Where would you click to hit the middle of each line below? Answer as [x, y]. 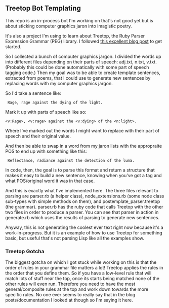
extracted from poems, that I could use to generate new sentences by [78, 78]
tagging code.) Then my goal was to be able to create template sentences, [83, 73]
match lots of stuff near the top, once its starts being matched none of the [82, 279]
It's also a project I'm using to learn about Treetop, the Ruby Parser [75, 36]
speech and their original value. [38, 136]
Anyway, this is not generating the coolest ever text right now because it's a [84, 227]
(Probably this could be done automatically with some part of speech [77, 67]
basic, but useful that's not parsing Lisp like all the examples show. [75, 238]
